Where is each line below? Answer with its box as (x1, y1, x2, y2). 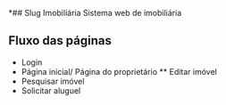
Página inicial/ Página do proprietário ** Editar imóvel (21, 66, 218, 77)
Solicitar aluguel (21, 85, 81, 96)
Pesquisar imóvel (21, 76, 85, 86)
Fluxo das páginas (8, 33, 113, 48)
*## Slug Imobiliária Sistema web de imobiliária (8, 8, 182, 18)
